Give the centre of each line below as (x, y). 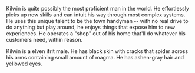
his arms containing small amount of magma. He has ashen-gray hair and (95, 57)
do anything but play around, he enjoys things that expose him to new (91, 27)
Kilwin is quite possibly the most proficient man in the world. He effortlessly (98, 9)
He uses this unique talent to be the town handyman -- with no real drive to (97, 21)
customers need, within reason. (44, 40)
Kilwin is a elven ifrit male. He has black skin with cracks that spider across (97, 51)
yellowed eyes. (24, 64)
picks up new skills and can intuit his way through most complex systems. (96, 15)
